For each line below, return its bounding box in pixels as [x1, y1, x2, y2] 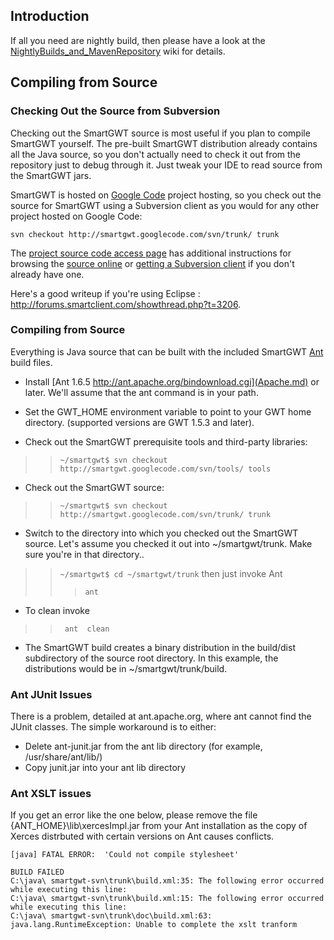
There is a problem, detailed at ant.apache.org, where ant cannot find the [10, 710, 312, 723]
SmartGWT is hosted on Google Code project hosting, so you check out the [10, 189, 322, 201]
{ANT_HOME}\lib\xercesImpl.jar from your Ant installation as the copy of [10, 820, 308, 832]
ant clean [64, 624, 110, 634]
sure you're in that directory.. [24, 548, 145, 560]
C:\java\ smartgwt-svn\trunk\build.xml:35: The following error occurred [10, 876, 325, 886]
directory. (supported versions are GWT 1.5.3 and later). [24, 416, 255, 428]
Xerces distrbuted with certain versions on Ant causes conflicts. [10, 830, 275, 843]
